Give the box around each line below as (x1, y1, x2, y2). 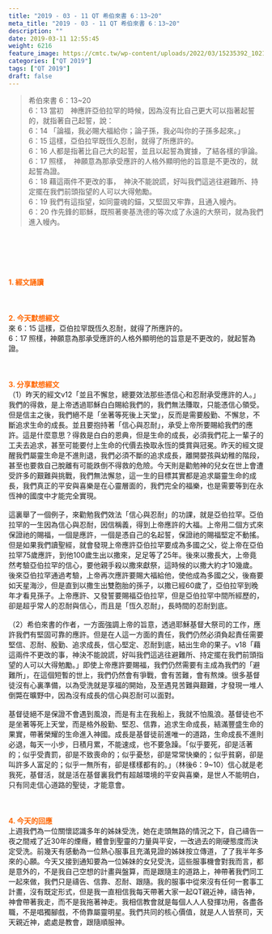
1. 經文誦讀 (8, 277, 45, 287)
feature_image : (8, 49, 60, 58)
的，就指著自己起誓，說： (28, 115, 114, 126)
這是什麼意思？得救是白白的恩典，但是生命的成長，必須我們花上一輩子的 (22, 430, 264, 440)
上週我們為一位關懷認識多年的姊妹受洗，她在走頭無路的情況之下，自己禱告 (8, 825, 257, 835)
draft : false (8, 72, 53, 80)
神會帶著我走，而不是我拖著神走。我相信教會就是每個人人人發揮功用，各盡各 (8, 897, 264, 906)
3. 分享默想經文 (8, 379, 60, 389)
